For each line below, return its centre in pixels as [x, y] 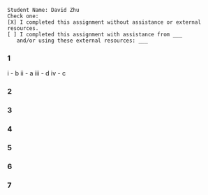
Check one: [23, 16]
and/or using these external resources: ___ [82, 41]
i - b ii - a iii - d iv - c [37, 73]
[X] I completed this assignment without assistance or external [104, 22]
